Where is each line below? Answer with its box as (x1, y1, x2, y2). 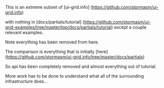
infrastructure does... (5, 79, 48, 84)
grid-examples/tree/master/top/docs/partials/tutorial (5, 24, 112, 30)
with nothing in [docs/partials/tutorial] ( (5, 19, 85, 25)
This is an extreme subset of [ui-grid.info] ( (5, 4, 93, 10)
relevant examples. (5, 30, 44, 35)
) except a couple (111, 24, 147, 30)
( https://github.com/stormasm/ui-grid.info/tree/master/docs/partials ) (5, 54, 145, 60)
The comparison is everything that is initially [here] (5, 49, 108, 54)
